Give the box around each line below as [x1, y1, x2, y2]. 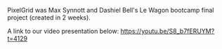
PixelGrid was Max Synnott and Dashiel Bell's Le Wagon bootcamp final [7, 6, 214, 14]
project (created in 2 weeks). [7, 13, 91, 22]
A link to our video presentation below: [7, 27, 119, 35]
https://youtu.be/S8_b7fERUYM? [120, 27, 215, 35]
